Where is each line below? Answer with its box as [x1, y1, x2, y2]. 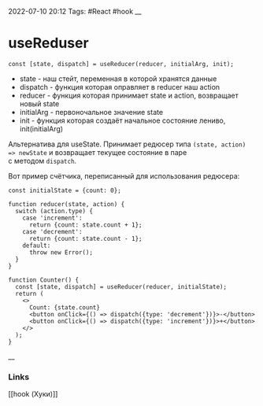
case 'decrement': [22, 227, 83, 235]
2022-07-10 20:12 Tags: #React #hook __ [8, 7, 142, 16]
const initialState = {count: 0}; [8, 186, 122, 194]
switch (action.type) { [15, 207, 93, 215]
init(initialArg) [19, 124, 64, 133]
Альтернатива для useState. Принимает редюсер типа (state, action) [8, 139, 246, 149]
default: [22, 242, 51, 249]
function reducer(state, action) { [8, 200, 125, 208]
